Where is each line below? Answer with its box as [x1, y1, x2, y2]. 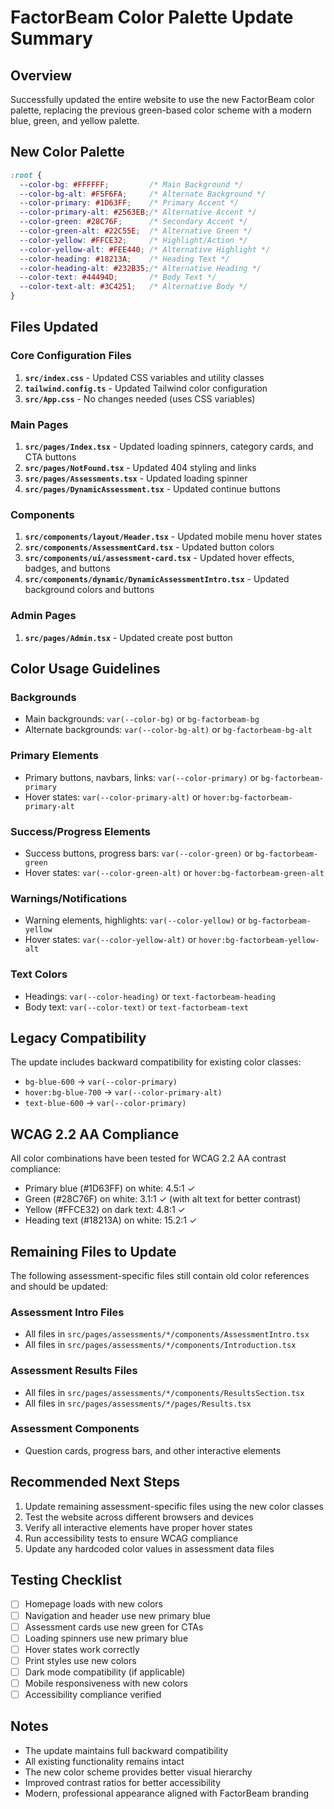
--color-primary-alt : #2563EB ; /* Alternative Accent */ [19, 207, 257, 218]
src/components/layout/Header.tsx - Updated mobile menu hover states [24, 531, 323, 543]
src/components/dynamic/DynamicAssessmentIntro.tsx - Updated [24, 573, 290, 585]
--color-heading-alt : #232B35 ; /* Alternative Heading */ [19, 263, 262, 273]
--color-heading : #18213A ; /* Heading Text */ [19, 254, 230, 264]
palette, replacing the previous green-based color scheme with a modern [10, 104, 312, 116]
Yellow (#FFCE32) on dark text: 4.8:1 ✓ [24, 1204, 186, 1216]
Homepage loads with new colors [24, 1598, 164, 1610]
